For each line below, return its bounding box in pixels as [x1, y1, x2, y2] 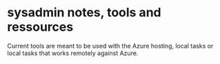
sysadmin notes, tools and [7, 5, 161, 20]
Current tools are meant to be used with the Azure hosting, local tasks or [7, 42, 214, 50]
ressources [7, 19, 74, 35]
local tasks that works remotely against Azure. [7, 49, 139, 57]
